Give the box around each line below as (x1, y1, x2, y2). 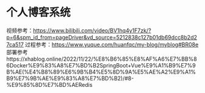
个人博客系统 (6, 5, 71, 19)
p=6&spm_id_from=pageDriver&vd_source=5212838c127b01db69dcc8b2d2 (6, 33, 197, 41)
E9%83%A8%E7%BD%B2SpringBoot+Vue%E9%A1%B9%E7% (32, 61, 193, 69)
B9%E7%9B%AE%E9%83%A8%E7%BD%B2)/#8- (6, 74, 134, 82)
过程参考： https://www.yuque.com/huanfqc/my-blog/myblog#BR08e (25, 41, 199, 48)
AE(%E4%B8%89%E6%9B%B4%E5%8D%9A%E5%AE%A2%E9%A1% (15, 68, 196, 75)
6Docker (6, 61, 28, 69)
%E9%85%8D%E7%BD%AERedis (6, 81, 93, 88)
